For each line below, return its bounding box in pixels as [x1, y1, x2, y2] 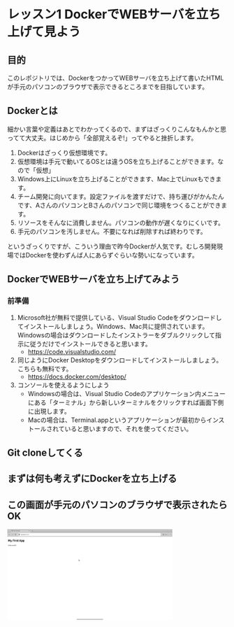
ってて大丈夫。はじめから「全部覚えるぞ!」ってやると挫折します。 [7, 134, 198, 142]
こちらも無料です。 [17, 365, 73, 373]
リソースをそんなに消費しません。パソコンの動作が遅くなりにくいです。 [17, 218, 225, 227]
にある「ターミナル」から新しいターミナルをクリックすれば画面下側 [27, 398, 224, 407]
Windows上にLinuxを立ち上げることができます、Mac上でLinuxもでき [17, 174, 216, 183]
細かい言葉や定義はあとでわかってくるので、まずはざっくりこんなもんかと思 [7, 125, 227, 133]
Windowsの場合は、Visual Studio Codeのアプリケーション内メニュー [27, 389, 226, 397]
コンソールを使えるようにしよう [17, 381, 110, 389]
